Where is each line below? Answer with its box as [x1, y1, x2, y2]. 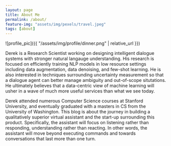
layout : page [5, 7, 33, 13]
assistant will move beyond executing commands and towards [5, 130, 136, 136]
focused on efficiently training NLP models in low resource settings [5, 61, 146, 67]
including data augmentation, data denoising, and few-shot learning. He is [5, 67, 161, 73]
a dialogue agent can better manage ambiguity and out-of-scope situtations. [5, 77, 166, 83]
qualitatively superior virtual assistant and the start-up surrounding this [5, 114, 155, 120]
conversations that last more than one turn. [5, 136, 96, 142]
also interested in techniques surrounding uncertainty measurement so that [5, 72, 164, 78]
